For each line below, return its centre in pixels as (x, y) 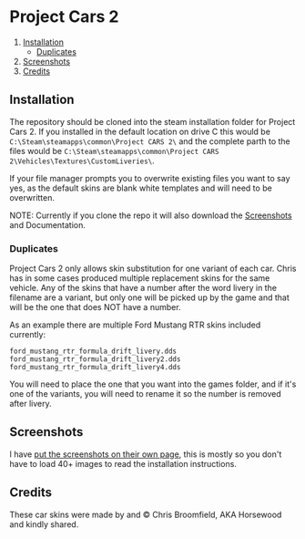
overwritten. (32, 197)
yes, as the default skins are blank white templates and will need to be (141, 188)
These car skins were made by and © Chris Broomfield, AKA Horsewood (146, 514)
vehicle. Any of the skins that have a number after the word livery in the (143, 288)
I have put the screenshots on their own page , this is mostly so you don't (146, 454)
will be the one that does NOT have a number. (95, 307)
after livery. (30, 404)
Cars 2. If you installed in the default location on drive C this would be (140, 131)
